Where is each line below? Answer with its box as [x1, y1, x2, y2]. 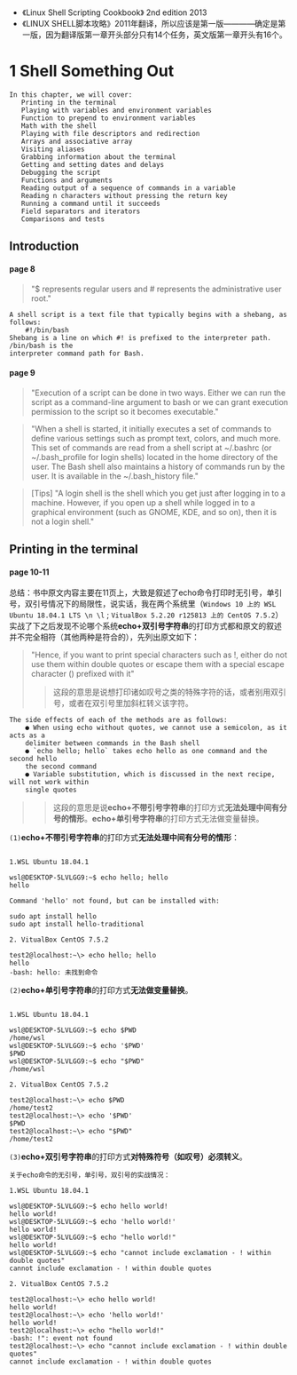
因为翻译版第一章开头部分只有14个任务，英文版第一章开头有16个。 [45, 29, 287, 40]
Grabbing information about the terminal [20, 152, 176, 162]
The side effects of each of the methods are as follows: [9, 716, 228, 725]
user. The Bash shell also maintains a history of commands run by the [30, 461, 285, 472]
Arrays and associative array [20, 137, 133, 146]
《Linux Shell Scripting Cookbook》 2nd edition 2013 [21, 7, 207, 18]
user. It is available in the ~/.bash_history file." [30, 470, 199, 481]
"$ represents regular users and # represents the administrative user [30, 283, 282, 294]
